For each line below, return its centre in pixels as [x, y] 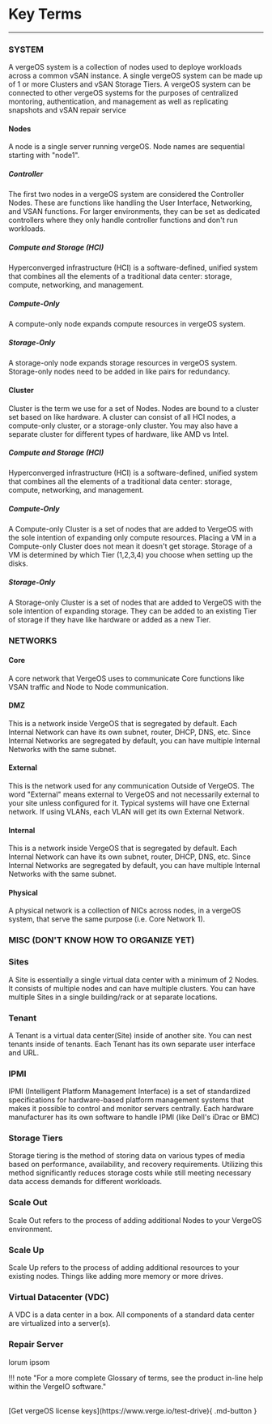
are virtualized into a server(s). [59, 1324]
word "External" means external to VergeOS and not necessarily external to [134, 794]
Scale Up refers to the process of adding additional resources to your [124, 1268]
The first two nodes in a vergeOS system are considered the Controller [126, 195]
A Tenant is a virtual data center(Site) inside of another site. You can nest [130, 1035]
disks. [18, 563]
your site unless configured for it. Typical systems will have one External [129, 802]
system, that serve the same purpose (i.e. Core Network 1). [107, 919]
